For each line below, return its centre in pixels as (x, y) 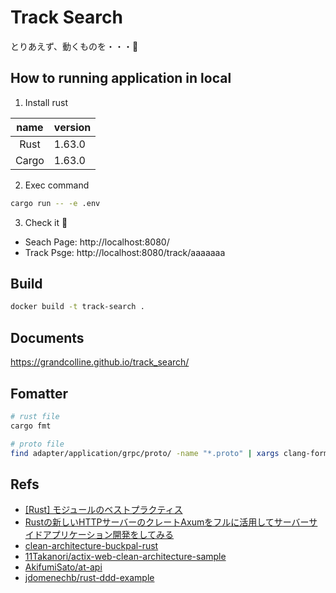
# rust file (35, 416)
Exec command (57, 185)
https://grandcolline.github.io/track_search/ (100, 362)
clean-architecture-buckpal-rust (91, 546)
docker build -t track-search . (77, 307)
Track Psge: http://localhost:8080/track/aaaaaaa (125, 252)
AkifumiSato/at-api (63, 567)
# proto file (37, 444)
